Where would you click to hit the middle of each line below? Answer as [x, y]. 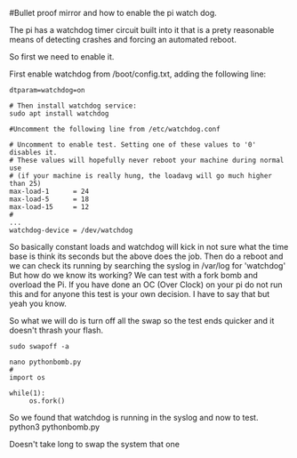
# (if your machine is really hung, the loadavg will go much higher [141, 176]
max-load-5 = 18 [49, 199]
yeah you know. [38, 303]
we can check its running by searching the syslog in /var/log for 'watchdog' [148, 265]
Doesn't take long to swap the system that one [95, 444]
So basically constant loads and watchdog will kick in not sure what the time [149, 247]
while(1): [28, 393]
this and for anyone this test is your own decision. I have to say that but [140, 294]
